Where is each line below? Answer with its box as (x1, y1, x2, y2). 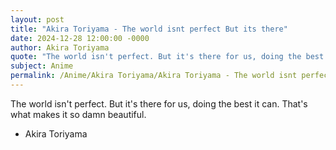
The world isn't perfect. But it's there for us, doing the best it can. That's (10, 97, 308, 110)
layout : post (10, 14, 65, 25)
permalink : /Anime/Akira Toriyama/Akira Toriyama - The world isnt (10, 71, 298, 81)
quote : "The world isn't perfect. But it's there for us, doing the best (10, 52, 325, 62)
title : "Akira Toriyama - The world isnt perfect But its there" (10, 24, 288, 34)
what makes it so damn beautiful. (10, 108, 147, 120)
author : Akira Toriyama (10, 42, 110, 53)
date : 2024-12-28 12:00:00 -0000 (10, 33, 150, 43)
